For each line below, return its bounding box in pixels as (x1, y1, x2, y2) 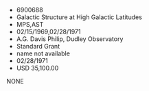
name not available (16, 49, 70, 57)
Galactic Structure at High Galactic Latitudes (16, 13, 142, 21)
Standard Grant (16, 42, 60, 50)
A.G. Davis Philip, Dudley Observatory (16, 35, 124, 43)
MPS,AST (16, 21, 44, 28)
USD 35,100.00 (16, 64, 59, 72)
